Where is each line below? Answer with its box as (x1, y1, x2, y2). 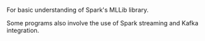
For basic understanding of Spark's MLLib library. (6, 6, 149, 14)
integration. (6, 27, 40, 34)
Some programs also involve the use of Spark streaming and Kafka (6, 19, 199, 27)
